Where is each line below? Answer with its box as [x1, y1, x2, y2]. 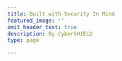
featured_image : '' [7, 17, 65, 24]
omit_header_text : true [7, 23, 78, 30]
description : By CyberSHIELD [7, 30, 93, 38]
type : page [7, 37, 39, 44]
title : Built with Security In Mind [7, 10, 115, 18]
